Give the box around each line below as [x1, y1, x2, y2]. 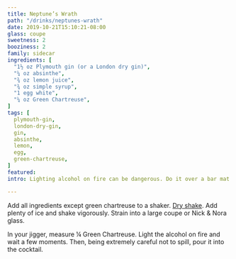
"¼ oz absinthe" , [13, 70, 65, 77]
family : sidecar [7, 50, 55, 57]
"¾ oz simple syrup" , [13, 83, 78, 90]
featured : [7, 168, 37, 176]
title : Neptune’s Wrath [7, 10, 78, 18]
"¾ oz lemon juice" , [13, 76, 74, 84]
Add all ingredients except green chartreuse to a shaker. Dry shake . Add [7, 201, 218, 209]
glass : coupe [7, 30, 46, 38]
